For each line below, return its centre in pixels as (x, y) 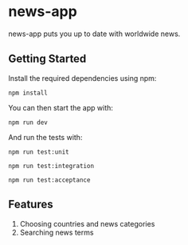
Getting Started (47, 59)
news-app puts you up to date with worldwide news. (94, 34)
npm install (28, 93)
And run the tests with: (45, 137)
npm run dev (28, 122)
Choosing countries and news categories (87, 223)
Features (31, 205)
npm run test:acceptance (49, 180)
